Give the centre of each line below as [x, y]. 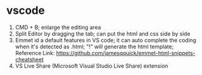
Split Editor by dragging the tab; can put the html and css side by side [103, 33]
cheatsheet [29, 59]
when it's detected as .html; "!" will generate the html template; [94, 47]
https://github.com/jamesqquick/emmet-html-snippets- [126, 53]
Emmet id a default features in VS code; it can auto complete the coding [106, 40]
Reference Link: [35, 53]
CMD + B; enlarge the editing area [58, 27]
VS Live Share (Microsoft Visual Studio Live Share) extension [92, 66]
